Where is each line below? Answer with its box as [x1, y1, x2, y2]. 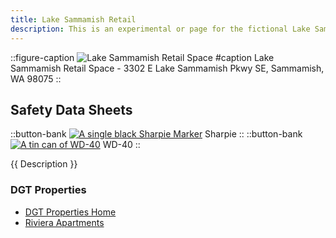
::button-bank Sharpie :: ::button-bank [10, 128, 303, 140]
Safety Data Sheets [10, 101, 133, 118]
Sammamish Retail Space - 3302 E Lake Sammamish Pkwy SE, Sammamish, [10, 62, 325, 74]
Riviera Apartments [24, 216, 105, 228]
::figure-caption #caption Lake [10, 51, 275, 63]
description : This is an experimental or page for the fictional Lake [10, 24, 311, 34]
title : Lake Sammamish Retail [10, 14, 137, 25]
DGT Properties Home [24, 206, 117, 218]
